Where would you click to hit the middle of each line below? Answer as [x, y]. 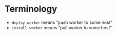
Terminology [31, 9]
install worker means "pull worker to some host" [62, 27]
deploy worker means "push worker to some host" [62, 22]
